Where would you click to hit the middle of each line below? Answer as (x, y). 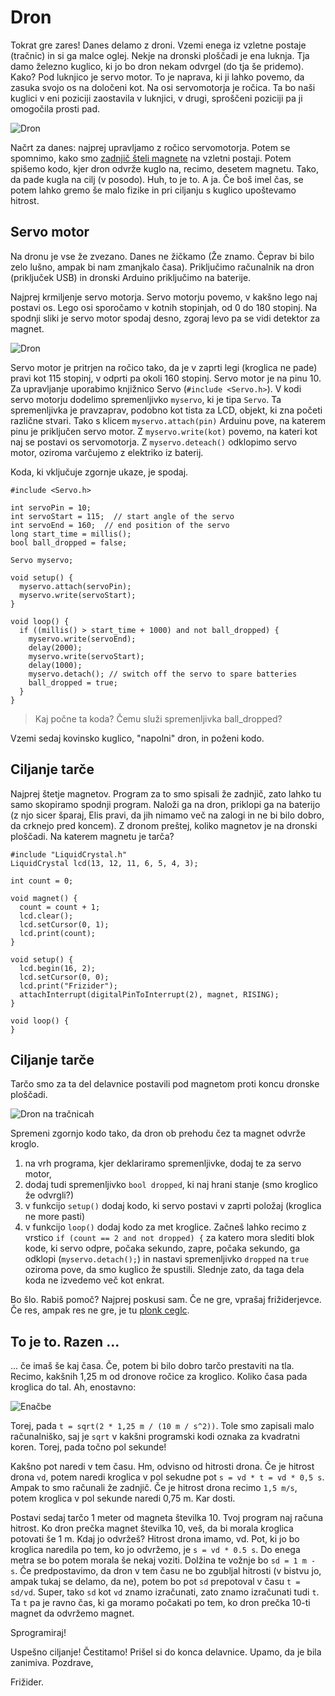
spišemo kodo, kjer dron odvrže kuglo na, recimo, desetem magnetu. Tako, (164, 168)
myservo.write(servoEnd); (82, 639)
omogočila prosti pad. (55, 108)
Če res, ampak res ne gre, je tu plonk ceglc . (100, 1310)
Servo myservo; (42, 560)
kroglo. (25, 1144)
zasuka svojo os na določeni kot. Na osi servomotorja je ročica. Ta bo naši (163, 87)
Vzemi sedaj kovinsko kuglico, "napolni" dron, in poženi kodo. (137, 738)
